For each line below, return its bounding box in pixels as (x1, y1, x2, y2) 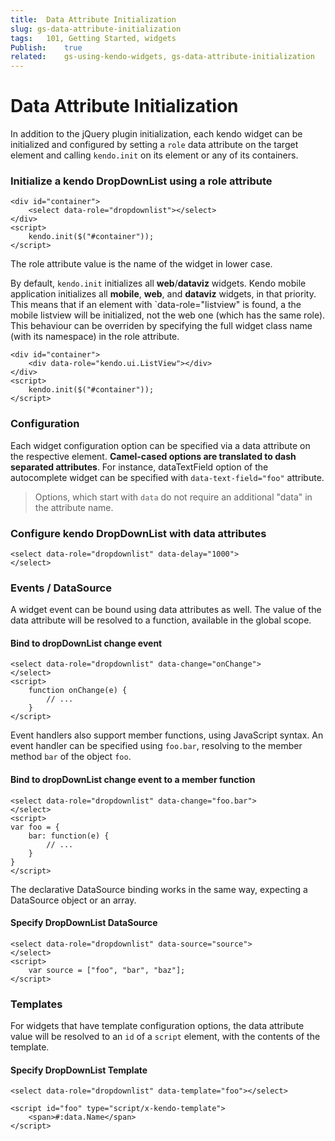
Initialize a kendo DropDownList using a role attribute (10, 174, 273, 188)
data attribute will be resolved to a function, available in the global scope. (10, 614, 312, 626)
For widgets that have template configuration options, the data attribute (10, 1020, 305, 1032)
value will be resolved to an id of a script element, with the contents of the (10, 1031, 321, 1043)
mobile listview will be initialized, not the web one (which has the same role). (10, 309, 326, 321)
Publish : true (10, 42, 83, 53)
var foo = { (10, 822, 60, 832)
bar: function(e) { (28, 831, 110, 841)
